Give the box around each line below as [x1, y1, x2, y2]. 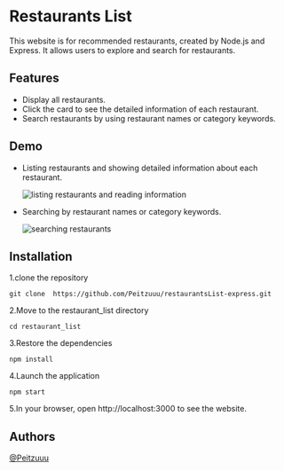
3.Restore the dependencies [9, 338, 113, 349]
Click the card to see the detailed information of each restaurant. [21, 104, 259, 114]
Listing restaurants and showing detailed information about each [21, 162, 258, 173]
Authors [9, 428, 56, 444]
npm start [9, 388, 46, 396]
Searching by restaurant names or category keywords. [21, 206, 222, 216]
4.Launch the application [9, 371, 100, 381]
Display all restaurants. [21, 94, 106, 105]
